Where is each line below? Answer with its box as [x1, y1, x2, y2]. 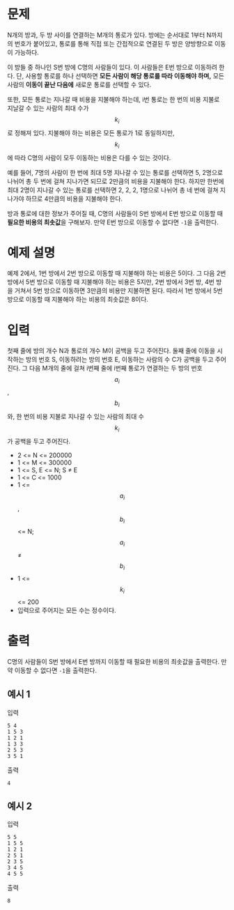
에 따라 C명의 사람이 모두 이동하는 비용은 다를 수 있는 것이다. [7, 153, 171, 162]
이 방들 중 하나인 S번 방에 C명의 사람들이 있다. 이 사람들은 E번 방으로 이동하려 [7, 63, 218, 71]
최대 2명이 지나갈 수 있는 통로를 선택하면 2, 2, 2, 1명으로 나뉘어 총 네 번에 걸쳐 [7, 185, 219, 194]
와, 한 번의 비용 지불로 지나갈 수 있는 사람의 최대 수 [7, 412, 144, 420]
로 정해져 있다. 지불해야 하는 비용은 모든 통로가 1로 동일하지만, [7, 128, 175, 137]
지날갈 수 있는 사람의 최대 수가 [7, 104, 89, 112]
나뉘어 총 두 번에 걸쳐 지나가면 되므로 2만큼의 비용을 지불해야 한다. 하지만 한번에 [7, 177, 224, 185]
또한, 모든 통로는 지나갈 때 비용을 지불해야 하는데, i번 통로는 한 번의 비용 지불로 [7, 95, 220, 103]
